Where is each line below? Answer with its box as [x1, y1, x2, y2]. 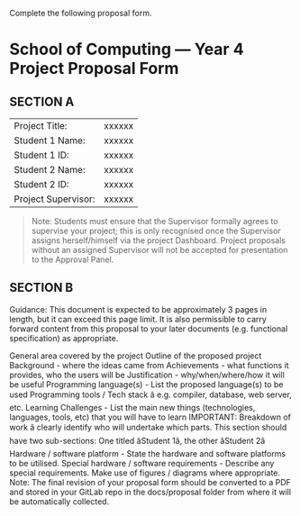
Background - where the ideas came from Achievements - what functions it [9, 359, 290, 370]
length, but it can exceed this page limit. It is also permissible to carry [9, 313, 268, 324]
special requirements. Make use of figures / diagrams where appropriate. [9, 467, 281, 478]
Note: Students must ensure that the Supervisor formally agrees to [31, 216, 278, 226]
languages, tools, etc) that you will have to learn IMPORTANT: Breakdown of [9, 412, 291, 422]
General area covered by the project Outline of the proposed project [9, 350, 262, 361]
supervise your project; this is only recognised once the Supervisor [31, 225, 281, 236]
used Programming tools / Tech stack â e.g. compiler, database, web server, [9, 389, 293, 400]
